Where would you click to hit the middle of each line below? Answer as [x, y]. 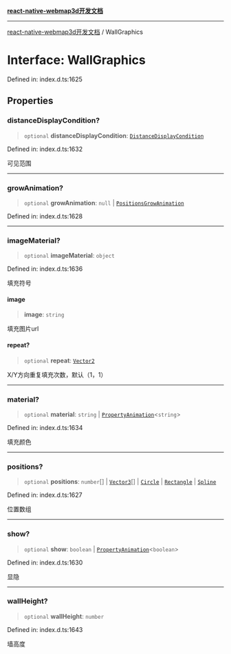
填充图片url [23, 329]
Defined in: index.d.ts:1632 [45, 149]
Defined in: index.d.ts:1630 [45, 562]
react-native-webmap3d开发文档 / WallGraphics [75, 32]
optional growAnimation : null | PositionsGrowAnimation [104, 203]
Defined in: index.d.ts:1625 [45, 79]
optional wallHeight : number [64, 616]
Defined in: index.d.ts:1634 [45, 427]
